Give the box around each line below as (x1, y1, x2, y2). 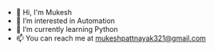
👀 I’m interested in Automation (15, 16, 116, 25)
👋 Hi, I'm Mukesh (15, 8, 72, 17)
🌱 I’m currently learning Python (15, 25, 118, 33)
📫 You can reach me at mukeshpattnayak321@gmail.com (15, 33, 206, 43)
